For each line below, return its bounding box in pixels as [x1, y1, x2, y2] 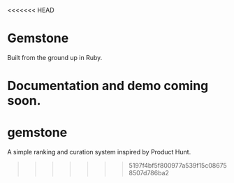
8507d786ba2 [129, 169, 170, 177]
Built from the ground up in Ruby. [7, 53, 103, 61]
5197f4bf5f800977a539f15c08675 [129, 161, 227, 170]
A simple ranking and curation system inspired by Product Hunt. [7, 148, 191, 156]
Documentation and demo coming [7, 78, 209, 94]
